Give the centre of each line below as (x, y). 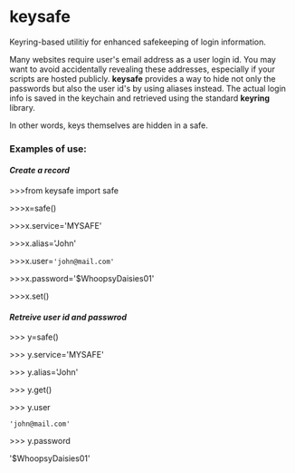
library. (23, 107)
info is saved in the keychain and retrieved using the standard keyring (139, 98)
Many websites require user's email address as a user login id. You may (143, 59)
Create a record (40, 171)
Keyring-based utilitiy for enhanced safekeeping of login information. (138, 42)
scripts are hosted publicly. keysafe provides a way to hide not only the (143, 78)
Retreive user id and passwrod (68, 317)
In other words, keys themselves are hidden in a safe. (109, 125)
